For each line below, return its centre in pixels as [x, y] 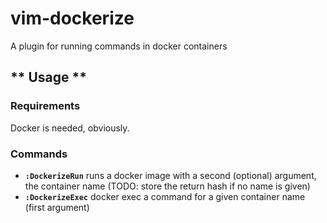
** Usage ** [49, 77]
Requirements [45, 106]
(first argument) [57, 207]
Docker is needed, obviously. [70, 128]
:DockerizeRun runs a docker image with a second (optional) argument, [170, 175]
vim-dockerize [72, 18]
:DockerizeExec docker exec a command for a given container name [165, 196]
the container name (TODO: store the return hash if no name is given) [167, 186]
